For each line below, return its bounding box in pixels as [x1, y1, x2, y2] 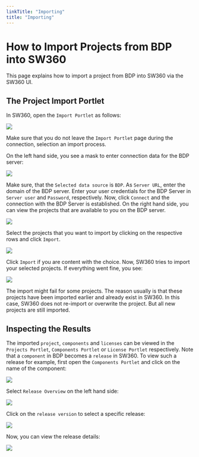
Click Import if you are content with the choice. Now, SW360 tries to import [6, 259, 190, 266]
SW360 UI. [6, 79, 33, 86]
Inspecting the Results [6, 324, 91, 334]
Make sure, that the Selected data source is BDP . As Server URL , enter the [6, 181, 186, 188]
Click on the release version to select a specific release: [6, 411, 146, 418]
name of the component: [6, 365, 67, 372]
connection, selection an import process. [6, 141, 107, 148]
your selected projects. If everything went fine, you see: [6, 265, 143, 272]
